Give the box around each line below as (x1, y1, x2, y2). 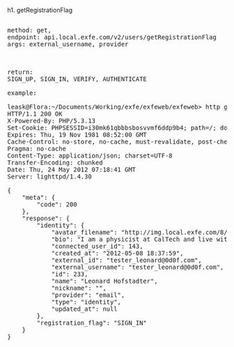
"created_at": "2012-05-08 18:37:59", (51, 249, 184, 257)
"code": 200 (36, 201, 78, 208)
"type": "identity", (51, 298, 122, 306)
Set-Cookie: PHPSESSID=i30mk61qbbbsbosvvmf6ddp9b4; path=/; (7, 124, 217, 132)
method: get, (7, 26, 52, 34)
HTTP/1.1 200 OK (7, 110, 63, 118)
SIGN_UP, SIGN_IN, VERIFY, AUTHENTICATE (7, 75, 148, 83)
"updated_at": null (51, 305, 118, 313)
